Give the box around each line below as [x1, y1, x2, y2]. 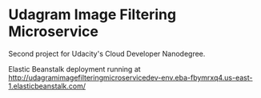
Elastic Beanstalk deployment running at [8, 64, 142, 73]
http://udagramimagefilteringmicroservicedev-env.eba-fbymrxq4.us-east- [8, 73, 253, 82]
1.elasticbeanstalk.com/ [8, 81, 86, 91]
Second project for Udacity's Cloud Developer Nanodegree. [8, 49, 206, 58]
